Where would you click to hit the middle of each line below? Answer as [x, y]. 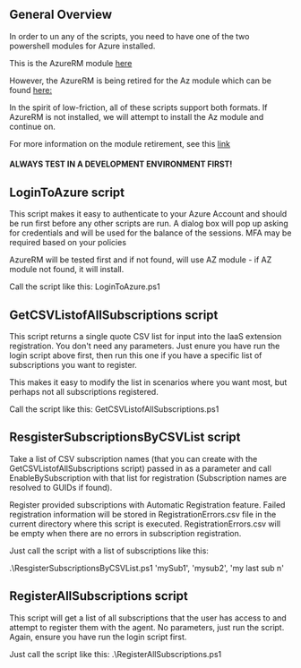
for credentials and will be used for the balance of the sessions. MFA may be [150, 233]
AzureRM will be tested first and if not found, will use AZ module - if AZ [141, 260]
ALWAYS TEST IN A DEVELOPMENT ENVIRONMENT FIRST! [121, 164]
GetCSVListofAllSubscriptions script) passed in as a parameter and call [140, 468]
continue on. [32, 126]
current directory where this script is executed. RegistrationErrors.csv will [145, 524]
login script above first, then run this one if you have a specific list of [136, 355]
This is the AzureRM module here [71, 63]
